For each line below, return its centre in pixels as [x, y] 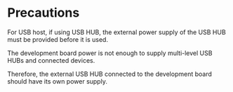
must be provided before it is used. [58, 39]
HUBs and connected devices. [51, 60]
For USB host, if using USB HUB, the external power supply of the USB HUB [116, 32]
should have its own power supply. [57, 81]
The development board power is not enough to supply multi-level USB [110, 53]
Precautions [44, 13]
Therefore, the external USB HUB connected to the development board [110, 74]
